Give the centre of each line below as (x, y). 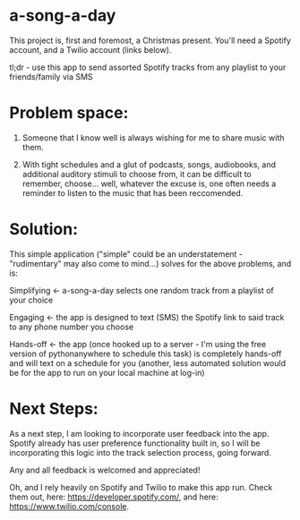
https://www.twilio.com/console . (69, 506)
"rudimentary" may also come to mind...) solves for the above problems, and (150, 263)
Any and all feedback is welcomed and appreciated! (105, 470)
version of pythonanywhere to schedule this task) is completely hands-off (146, 354)
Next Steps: (54, 409)
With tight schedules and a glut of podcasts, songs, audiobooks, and (149, 164)
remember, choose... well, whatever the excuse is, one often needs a (149, 183)
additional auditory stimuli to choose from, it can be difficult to (137, 174)
